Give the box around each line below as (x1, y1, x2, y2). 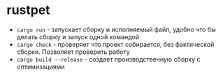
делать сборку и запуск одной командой (16, 32, 139, 41)
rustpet (6, 2, 50, 18)
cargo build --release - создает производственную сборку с (16, 55, 201, 63)
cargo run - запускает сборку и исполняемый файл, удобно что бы (16, 25, 216, 34)
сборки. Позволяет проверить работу (16, 48, 130, 56)
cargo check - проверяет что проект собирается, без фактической (16, 40, 215, 48)
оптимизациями (16, 62, 65, 71)
